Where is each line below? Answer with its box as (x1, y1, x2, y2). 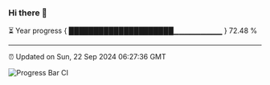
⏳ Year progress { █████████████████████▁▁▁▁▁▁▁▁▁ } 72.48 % (8, 26, 258, 35)
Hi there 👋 (8, 7, 48, 18)
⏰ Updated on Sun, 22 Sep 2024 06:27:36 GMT (8, 52, 166, 62)
